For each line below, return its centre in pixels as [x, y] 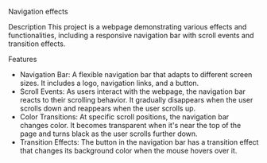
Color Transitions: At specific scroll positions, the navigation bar [124, 117]
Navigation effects [39, 12]
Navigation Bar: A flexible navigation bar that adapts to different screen [136, 74]
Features [23, 59]
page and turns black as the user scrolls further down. [108, 134]
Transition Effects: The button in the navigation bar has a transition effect [139, 142]
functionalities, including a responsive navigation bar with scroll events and [131, 35]
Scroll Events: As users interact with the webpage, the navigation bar [133, 91]
